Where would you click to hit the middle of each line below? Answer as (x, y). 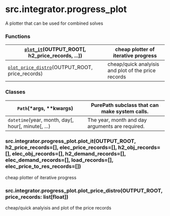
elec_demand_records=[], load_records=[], (59, 160)
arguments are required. (116, 126)
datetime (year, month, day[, (41, 120)
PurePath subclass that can (125, 105)
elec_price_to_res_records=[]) (43, 167)
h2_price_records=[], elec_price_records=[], (61, 147)
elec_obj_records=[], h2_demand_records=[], (69, 154)
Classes (15, 92)
